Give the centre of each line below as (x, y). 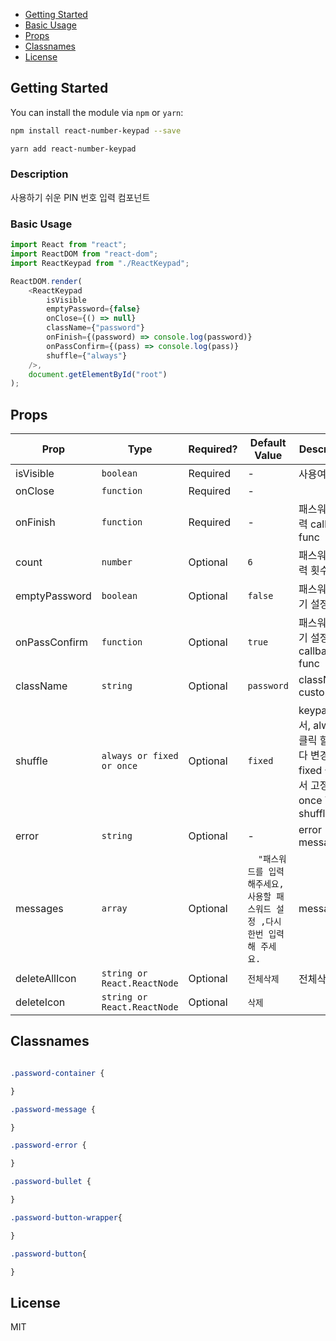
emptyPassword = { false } (93, 309)
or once (119, 766)
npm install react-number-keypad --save (96, 130)
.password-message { (53, 1109)
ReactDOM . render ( (46, 281)
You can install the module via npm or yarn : (97, 112)
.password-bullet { (51, 1182)
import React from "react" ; (69, 245)
